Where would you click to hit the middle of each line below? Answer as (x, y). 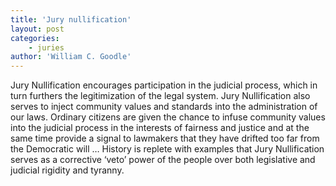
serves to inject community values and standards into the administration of (164, 107)
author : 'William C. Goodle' (71, 57)
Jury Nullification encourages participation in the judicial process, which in (164, 85)
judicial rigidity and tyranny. (67, 170)
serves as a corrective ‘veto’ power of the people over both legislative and (163, 160)
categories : (35, 38)
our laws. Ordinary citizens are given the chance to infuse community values (168, 117)
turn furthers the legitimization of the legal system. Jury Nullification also (160, 96)
